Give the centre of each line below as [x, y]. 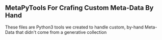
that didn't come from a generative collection [61, 32]
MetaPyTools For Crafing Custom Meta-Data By [79, 8]
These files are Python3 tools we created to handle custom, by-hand [74, 27]
